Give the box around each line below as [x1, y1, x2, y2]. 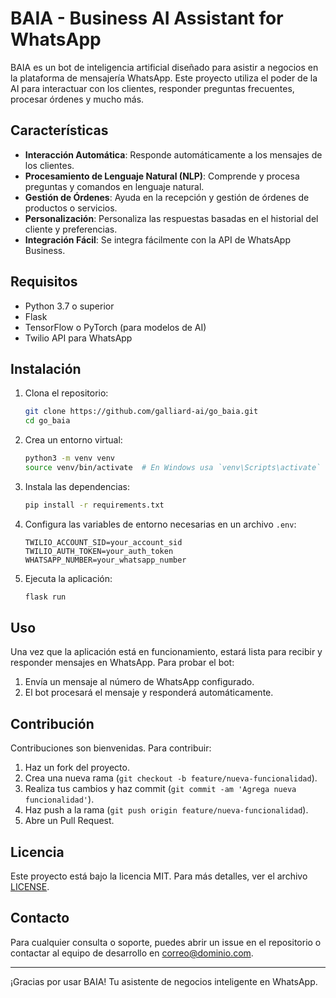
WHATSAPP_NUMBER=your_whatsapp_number [24, 555, 187, 565]
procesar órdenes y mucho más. [10, 93, 145, 105]
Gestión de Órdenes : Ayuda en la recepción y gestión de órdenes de [24, 191, 310, 203]
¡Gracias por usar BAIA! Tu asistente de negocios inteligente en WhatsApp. [10, 975, 318, 987]
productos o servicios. [24, 202, 118, 214]
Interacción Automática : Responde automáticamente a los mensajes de [24, 148, 323, 161]
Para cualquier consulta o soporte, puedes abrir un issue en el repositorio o [10, 936, 322, 948]
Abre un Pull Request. [24, 815, 115, 827]
